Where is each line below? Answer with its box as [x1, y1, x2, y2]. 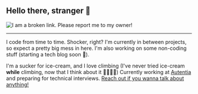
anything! [6, 80, 29, 88]
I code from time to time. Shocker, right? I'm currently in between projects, [6, 38, 187, 45]
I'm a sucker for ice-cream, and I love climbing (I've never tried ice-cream [6, 62, 185, 69]
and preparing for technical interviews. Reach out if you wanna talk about [6, 75, 184, 82]
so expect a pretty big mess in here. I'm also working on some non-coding [6, 45, 187, 52]
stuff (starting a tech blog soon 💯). [6, 51, 90, 58]
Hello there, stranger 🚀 [6, 6, 91, 16]
